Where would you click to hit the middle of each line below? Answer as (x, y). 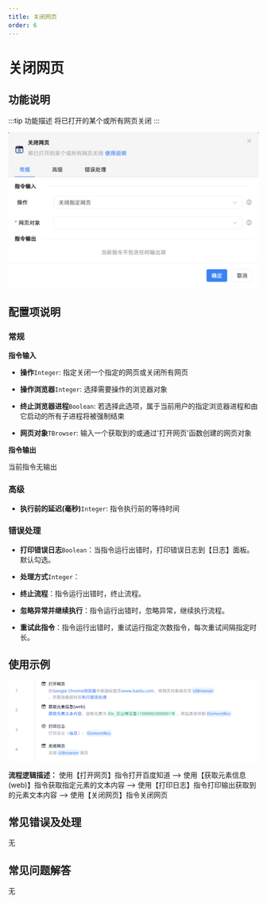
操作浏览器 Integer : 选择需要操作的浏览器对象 (93, 389)
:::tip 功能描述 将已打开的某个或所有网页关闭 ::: (84, 120)
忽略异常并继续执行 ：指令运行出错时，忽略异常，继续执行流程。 (124, 610)
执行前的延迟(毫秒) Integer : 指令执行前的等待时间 (100, 508)
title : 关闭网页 (33, 17)
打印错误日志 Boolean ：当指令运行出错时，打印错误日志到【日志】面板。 (137, 550)
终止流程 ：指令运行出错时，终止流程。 (82, 594)
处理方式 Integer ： (50, 576)
